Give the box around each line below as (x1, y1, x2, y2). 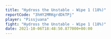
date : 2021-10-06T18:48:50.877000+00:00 (5, 26, 93, 31)
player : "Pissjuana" (5, 17, 50, 22)
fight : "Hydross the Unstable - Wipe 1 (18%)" (5, 21, 106, 27)
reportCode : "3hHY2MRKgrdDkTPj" (5, 12, 74, 17)
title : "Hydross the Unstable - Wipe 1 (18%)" (5, 7, 106, 13)
